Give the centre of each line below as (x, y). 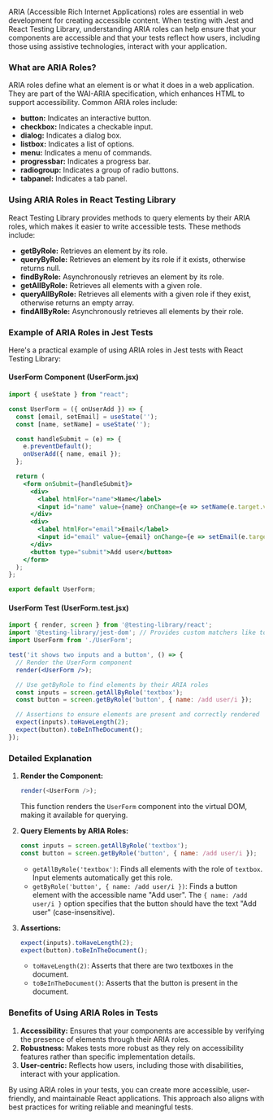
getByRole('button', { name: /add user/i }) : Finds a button (135, 886)
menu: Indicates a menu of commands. (86, 153)
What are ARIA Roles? (52, 67)
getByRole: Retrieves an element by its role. (94, 251)
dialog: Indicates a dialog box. (71, 136)
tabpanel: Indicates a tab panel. (74, 179)
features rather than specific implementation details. (108, 1057)
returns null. (40, 268)
